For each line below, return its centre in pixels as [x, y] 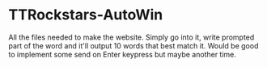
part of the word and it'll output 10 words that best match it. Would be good [133, 45]
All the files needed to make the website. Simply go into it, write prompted [131, 37]
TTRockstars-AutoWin [86, 15]
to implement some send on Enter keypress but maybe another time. [123, 54]
